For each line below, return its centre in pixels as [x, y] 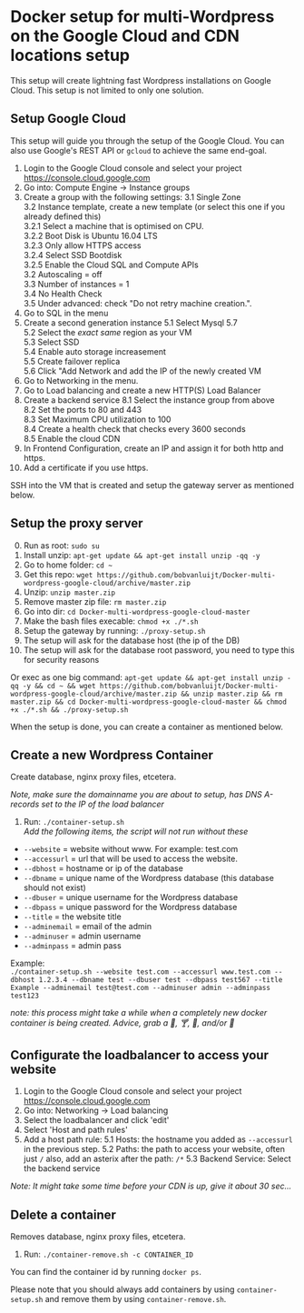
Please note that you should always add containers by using [123, 1289]
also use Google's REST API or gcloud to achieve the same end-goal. [138, 150]
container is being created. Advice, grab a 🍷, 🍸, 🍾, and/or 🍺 [123, 1023]
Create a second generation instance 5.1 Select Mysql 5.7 [131, 322]
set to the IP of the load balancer [103, 804]
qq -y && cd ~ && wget [53, 686]
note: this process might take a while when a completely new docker [139, 1013]
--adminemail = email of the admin [88, 927]
